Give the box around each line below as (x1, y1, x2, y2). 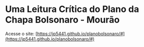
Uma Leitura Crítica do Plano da (5, 3, 139, 15)
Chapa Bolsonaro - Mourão (5, 14, 120, 25)
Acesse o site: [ (5, 30, 38, 36)
